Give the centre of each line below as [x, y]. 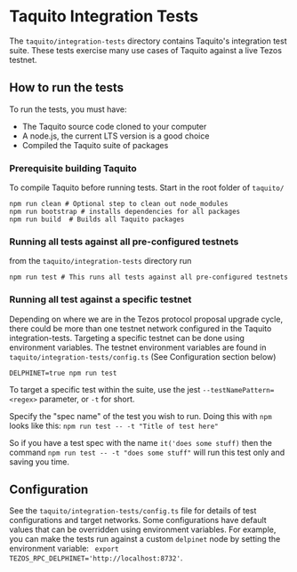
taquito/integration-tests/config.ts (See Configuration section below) [143, 356]
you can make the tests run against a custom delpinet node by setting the [145, 539]
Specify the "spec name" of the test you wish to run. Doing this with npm [141, 416]
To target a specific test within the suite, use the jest [105, 389]
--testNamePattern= [238, 390]
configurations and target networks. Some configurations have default [138, 520]
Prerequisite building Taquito [73, 168]
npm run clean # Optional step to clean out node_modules [119, 204]
